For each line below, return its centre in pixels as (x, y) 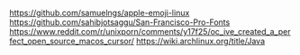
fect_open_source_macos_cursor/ (72, 41)
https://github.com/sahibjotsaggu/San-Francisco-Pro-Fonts (120, 22)
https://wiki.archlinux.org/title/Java (201, 41)
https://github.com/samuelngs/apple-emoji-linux (100, 13)
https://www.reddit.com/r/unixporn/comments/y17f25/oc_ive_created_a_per (150, 31)
